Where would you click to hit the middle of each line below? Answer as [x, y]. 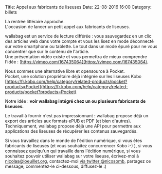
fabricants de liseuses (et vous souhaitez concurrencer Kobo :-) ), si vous [79, 146]
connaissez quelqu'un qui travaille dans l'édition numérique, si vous [73, 151]
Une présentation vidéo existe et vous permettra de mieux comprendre [76, 57]
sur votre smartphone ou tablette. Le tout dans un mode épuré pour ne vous [81, 46]
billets [11, 12]
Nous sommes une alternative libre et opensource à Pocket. [65, 71]
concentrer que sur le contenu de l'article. [47, 51]
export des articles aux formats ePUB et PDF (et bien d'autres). [68, 121]
